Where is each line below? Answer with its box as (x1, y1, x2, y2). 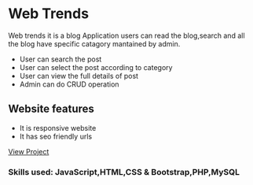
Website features (8, 102, 94, 116)
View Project (8, 146, 49, 156)
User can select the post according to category (19, 62, 173, 72)
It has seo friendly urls (19, 131, 93, 141)
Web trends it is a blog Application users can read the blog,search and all (8, 31, 245, 40)
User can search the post (19, 54, 102, 64)
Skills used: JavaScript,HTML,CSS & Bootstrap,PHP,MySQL (8, 166, 240, 177)
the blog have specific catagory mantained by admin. (8, 39, 181, 48)
